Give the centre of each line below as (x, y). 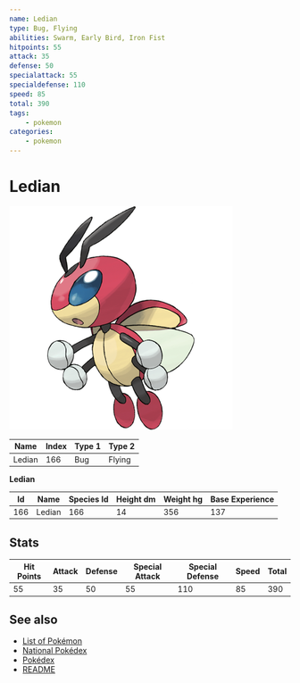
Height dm (136, 499)
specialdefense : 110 (48, 85)
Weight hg (183, 499)
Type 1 (87, 446)
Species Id (88, 499)
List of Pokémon (52, 641)
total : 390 (29, 104)
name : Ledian (33, 19)
